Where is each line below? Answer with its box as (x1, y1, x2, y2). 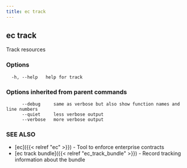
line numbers (6, 107, 38, 113)
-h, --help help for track (11, 74, 83, 80)
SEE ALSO (6, 130, 36, 139)
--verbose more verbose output (21, 117, 104, 123)
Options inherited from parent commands (6, 88, 128, 96)
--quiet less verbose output (21, 111, 104, 118)
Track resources (6, 46, 46, 53)
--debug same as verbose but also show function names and (21, 101, 181, 107)
